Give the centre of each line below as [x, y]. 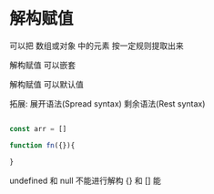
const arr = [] [38, 128]
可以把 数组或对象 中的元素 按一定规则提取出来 [97, 46]
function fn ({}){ [42, 145]
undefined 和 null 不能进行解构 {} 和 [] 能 [85, 180]
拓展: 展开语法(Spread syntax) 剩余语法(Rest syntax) [107, 103]
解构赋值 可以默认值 [46, 84]
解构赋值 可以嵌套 [42, 65]
